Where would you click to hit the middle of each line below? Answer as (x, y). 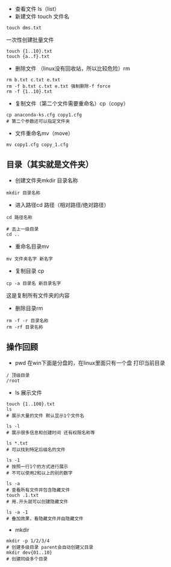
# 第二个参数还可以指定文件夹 (38, 121)
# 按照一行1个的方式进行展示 (37, 466)
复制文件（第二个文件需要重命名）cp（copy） (72, 103)
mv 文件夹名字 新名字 (30, 259)
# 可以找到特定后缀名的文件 (36, 449)
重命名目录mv (32, 246)
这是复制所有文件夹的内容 (38, 295)
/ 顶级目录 (18, 375)
